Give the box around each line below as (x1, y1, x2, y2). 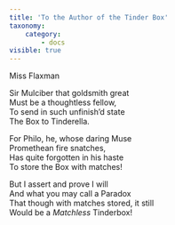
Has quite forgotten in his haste (9, 152, 124, 163)
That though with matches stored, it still (9, 197, 155, 209)
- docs (41, 37, 66, 47)
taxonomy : (9, 21, 46, 30)
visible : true (9, 46, 62, 55)
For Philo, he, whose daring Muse (9, 133, 132, 144)
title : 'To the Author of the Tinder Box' (9, 12, 169, 22)
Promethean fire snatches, (9, 143, 107, 154)
